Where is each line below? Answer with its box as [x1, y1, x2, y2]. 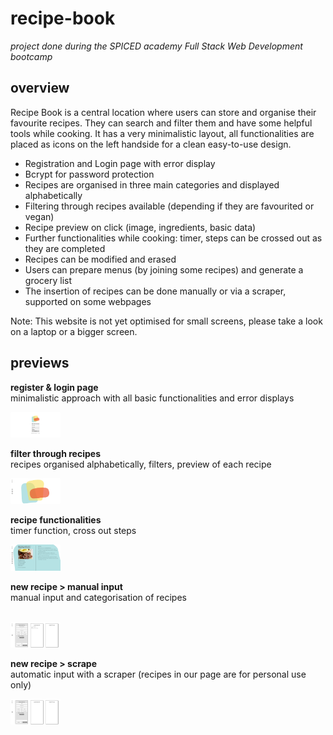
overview [10, 80, 70, 97]
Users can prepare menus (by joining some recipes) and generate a [24, 263, 304, 276]
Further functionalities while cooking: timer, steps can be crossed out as [24, 232, 323, 244]
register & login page [10, 381, 99, 393]
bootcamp [10, 50, 53, 62]
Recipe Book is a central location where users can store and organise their [10, 106, 317, 118]
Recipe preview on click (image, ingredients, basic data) [24, 221, 257, 233]
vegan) [24, 210, 55, 222]
